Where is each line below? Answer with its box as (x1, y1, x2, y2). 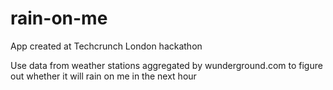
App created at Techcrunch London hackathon (10, 40, 203, 52)
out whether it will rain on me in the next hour (10, 70, 197, 82)
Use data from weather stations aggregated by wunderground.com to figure (10, 59, 323, 71)
